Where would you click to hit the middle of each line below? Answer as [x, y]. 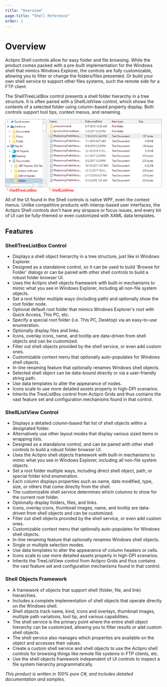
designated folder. [31, 428]
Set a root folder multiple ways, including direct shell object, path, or [82, 471]
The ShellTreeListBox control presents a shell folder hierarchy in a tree [77, 96]
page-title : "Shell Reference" [38, 16]
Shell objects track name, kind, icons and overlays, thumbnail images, [84, 611]
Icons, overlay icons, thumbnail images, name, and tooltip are [75, 508]
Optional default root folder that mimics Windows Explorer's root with [83, 309]
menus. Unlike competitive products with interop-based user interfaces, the [83, 205]
